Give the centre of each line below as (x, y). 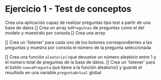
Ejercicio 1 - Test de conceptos (68, 9)
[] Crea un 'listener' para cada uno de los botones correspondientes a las (79, 42)
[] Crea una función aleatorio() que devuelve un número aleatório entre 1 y (81, 57)
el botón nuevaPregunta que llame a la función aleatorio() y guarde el (74, 67)
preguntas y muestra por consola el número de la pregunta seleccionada (78, 47)
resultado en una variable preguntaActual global (53, 72)
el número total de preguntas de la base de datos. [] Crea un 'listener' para (80, 62)
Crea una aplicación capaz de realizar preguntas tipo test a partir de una (78, 22)
